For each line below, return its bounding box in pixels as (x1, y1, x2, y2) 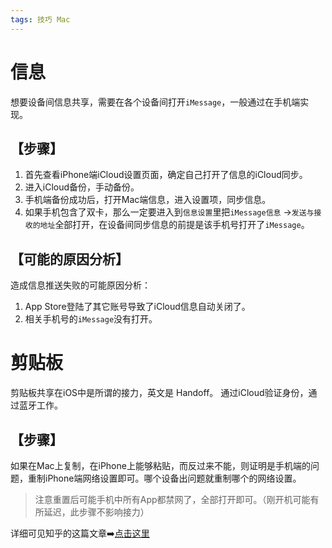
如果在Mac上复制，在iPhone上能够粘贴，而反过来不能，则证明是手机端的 (10, 459, 311, 471)
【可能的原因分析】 (10, 251, 129, 268)
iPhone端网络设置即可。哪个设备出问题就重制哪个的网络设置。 (44, 472, 302, 484)
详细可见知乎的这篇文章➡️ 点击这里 (10, 527, 150, 539)
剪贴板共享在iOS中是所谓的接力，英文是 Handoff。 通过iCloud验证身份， (10, 387, 309, 399)
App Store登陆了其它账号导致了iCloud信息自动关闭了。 (24, 301, 251, 313)
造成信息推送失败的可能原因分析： (10, 279, 151, 291)
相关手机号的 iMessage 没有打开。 (24, 313, 158, 325)
